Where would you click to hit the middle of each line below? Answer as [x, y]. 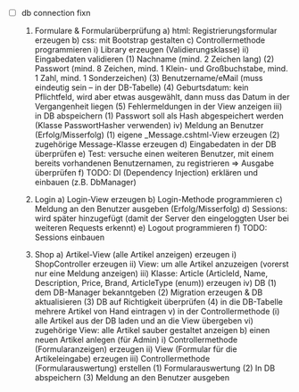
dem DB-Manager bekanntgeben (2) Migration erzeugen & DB [149, 292]
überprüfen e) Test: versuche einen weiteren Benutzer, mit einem [154, 154]
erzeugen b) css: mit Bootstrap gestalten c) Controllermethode [150, 40]
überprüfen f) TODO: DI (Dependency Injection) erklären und [146, 173]
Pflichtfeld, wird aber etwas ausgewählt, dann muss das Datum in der [162, 97]
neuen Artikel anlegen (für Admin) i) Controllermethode [136, 340]
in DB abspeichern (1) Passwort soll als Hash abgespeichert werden [159, 116]
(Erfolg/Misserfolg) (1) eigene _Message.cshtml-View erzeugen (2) [157, 135]
